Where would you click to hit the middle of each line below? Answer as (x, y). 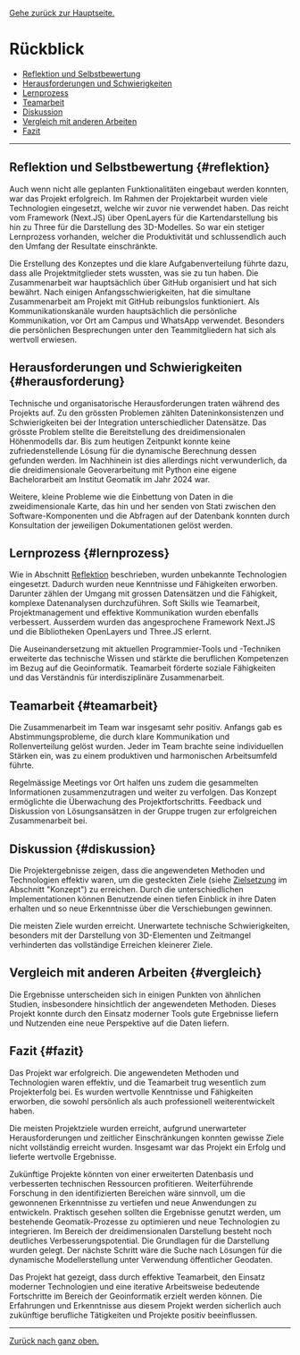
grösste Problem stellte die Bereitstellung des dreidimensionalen (127, 431)
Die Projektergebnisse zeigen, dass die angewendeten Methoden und (137, 870)
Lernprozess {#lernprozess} (90, 553)
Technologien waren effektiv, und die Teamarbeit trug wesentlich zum (137, 1082)
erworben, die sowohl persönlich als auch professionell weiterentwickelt (142, 1101)
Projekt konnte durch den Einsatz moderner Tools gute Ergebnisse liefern (144, 1013)
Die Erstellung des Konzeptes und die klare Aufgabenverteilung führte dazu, (149, 263)
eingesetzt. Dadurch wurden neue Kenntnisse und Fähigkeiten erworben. (144, 584)
